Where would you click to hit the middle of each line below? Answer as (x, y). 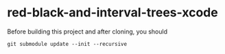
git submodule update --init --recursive (67, 44)
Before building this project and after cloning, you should (87, 31)
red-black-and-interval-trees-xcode (113, 13)
